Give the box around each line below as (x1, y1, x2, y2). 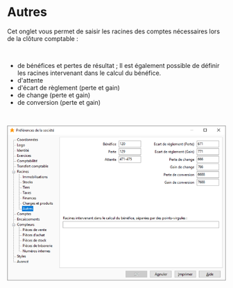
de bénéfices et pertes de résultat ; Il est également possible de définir (17, 61, 220, 69)
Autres (7, 4, 47, 20)
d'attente (17, 76, 44, 84)
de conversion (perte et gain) (17, 98, 101, 106)
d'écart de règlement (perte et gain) (17, 83, 120, 92)
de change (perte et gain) (17, 91, 91, 99)
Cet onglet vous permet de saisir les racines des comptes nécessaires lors (7, 27, 221, 35)
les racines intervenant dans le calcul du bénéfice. (17, 69, 162, 77)
